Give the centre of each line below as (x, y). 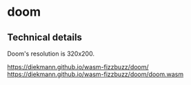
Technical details (45, 37)
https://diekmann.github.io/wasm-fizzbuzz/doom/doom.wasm (95, 74)
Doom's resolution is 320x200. (51, 53)
